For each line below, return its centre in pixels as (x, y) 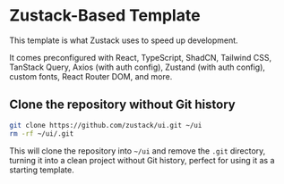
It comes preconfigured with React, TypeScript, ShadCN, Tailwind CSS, (140, 57)
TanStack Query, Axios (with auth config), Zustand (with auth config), (138, 67)
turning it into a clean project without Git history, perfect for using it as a (142, 160)
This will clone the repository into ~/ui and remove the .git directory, (138, 151)
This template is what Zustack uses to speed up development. (124, 40)
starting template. (42, 170)
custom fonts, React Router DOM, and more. (91, 76)
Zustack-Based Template (105, 16)
